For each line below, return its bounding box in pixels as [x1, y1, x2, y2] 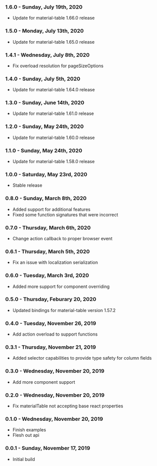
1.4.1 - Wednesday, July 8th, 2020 [5, 51, 90, 58]
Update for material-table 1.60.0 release [12, 134, 95, 140]
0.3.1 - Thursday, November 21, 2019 [5, 344, 96, 351]
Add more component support [12, 379, 75, 385]
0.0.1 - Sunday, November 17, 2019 [5, 445, 90, 452]
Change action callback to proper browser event [12, 235, 113, 241]
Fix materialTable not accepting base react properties [12, 403, 123, 409]
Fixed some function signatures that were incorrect [12, 212, 118, 218]
